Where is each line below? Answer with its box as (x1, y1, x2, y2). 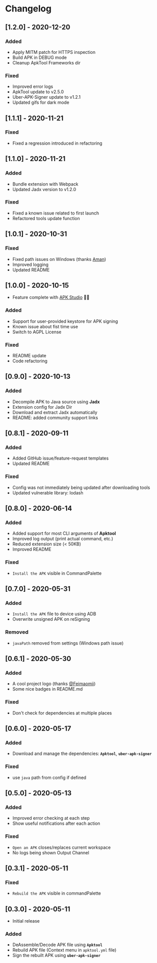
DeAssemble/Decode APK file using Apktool (12, 942, 103, 948)
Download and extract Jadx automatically (12, 409, 98, 415)
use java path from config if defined (12, 774, 86, 780)
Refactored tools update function (12, 215, 80, 221)
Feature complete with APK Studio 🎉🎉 (12, 294, 90, 300)
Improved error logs (12, 83, 53, 90)
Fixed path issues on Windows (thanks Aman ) (12, 256, 106, 262)
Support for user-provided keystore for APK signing (12, 318, 118, 324)
